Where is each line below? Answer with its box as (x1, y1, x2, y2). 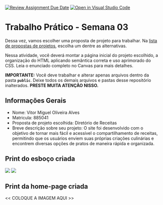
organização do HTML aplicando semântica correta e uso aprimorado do (5, 57, 151, 63)
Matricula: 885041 (12, 114, 49, 120)
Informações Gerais (5, 96, 67, 105)
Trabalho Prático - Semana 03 (5, 22, 128, 33)
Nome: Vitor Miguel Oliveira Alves (12, 110, 80, 115)
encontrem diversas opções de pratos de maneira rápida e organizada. (12, 140, 155, 146)
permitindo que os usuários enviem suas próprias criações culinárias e (12, 135, 154, 141)
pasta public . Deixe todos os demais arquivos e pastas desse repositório (5, 77, 151, 83)
